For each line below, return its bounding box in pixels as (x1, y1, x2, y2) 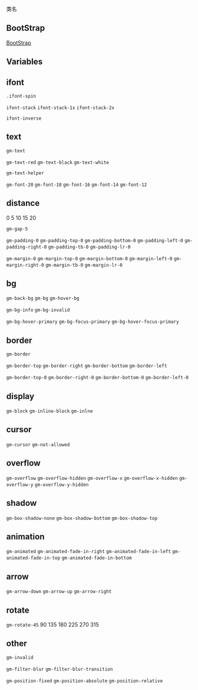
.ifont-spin (6, 93, 36, 100)
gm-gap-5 (6, 226, 28, 232)
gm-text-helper (6, 170, 45, 176)
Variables (6, 57, 43, 67)
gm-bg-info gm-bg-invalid (6, 307, 70, 313)
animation (6, 531, 45, 541)
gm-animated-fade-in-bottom (61, 555, 132, 561)
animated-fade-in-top (6, 555, 61, 561)
